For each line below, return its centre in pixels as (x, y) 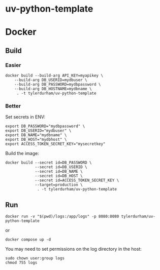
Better (13, 106)
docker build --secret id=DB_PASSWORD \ (49, 163)
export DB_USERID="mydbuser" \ (38, 131)
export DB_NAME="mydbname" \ (36, 135)
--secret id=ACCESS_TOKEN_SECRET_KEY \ (77, 180)
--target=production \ (59, 185)
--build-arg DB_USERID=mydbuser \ (51, 80)
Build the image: (22, 153)
